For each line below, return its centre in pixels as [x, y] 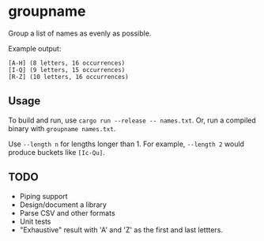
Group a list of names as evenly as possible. [80, 33]
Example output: [35, 48]
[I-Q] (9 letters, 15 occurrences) [67, 70]
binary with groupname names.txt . [62, 128]
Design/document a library [63, 205]
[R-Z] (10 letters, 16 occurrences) [68, 77]
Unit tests [35, 221]
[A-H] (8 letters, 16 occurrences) [67, 63]
